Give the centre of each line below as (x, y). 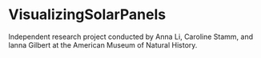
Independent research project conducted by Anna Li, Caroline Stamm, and (131, 37)
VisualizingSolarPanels (87, 15)
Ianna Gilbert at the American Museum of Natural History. (103, 44)
